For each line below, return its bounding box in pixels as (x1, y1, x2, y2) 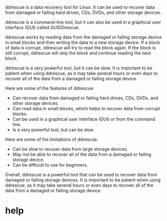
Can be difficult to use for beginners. (12, 162, 88, 168)
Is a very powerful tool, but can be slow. (12, 127, 95, 133)
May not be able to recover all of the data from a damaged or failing (12, 152, 152, 157)
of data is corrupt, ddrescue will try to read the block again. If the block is (5, 45, 156, 50)
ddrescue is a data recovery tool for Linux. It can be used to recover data (5, 4, 155, 10)
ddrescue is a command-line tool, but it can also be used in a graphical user (5, 19, 161, 25)
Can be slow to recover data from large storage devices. (12, 146, 129, 152)
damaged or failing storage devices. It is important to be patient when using (5, 177, 161, 183)
